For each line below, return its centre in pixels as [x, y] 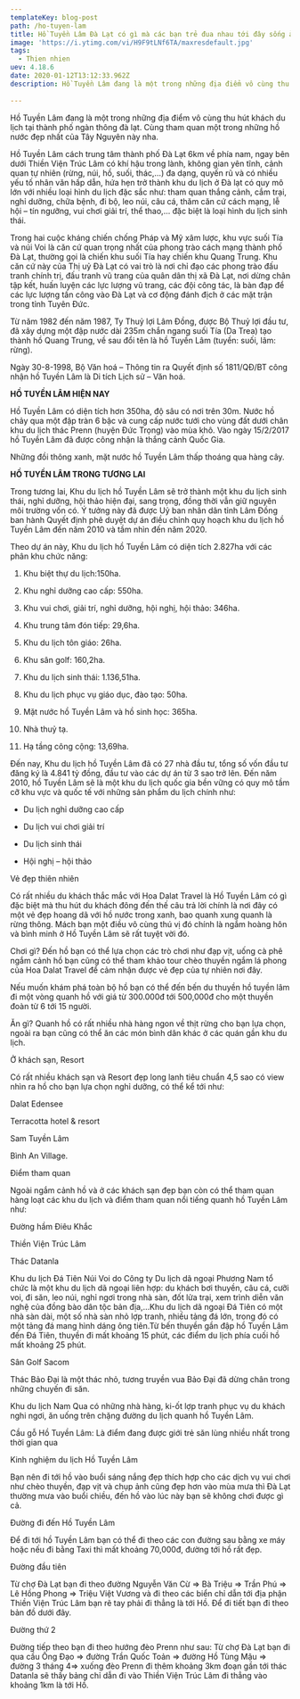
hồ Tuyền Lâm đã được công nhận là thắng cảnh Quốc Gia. [118, 439]
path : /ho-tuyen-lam [49, 26]
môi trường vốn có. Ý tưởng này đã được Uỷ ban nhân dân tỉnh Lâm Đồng [144, 510]
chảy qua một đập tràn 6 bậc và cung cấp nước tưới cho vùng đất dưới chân [149, 420]
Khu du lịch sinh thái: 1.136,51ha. [81, 677]
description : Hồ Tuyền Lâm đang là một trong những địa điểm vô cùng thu [150, 84]
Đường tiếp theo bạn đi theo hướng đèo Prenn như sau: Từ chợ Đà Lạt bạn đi [150, 1646]
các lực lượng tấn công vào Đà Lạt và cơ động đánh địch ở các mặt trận [142, 294]
